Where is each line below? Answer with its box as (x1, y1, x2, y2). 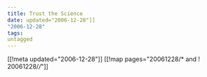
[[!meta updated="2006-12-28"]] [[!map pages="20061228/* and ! (7, 55, 201, 63)
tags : (7, 29, 23, 37)
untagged (7, 36, 33, 43)
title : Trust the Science (7, 10, 83, 17)
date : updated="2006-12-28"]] (7, 17, 96, 24)
